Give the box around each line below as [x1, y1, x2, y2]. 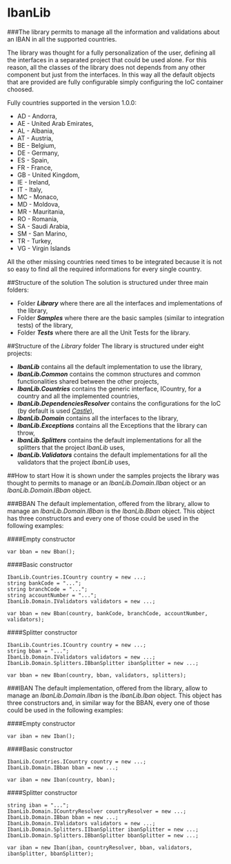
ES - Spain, [17, 156, 50, 164]
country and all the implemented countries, [17, 392, 140, 400]
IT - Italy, [17, 185, 43, 194]
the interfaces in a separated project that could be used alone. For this [7, 55, 207, 64]
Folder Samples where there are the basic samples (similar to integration [17, 313, 225, 322]
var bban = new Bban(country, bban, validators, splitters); [7, 672, 187, 679]
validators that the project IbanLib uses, [17, 458, 130, 466]
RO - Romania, [17, 214, 59, 223]
